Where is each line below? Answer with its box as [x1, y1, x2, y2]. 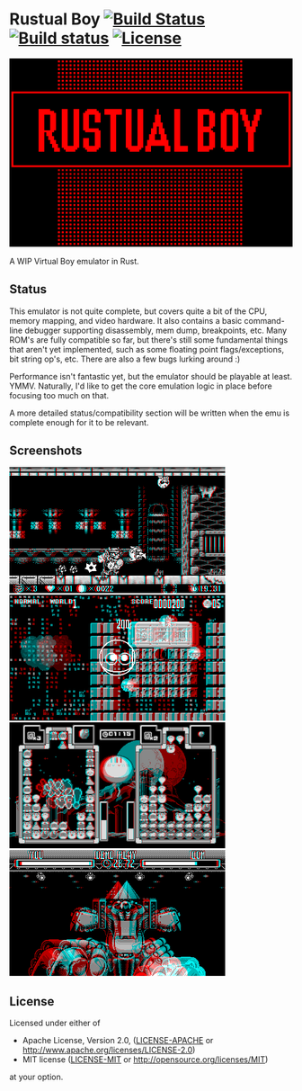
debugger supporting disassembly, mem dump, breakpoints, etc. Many [24, 325, 288, 335]
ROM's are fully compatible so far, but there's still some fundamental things [9, 334, 289, 345]
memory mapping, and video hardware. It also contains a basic [9, 315, 243, 326]
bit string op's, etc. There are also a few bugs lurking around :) [9, 353, 241, 364]
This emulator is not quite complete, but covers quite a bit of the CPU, [9, 306, 268, 317]
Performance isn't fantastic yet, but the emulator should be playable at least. [9, 371, 293, 381]
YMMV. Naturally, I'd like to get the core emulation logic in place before [9, 380, 272, 391]
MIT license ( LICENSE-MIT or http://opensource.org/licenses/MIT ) [22, 1054, 269, 1065]
